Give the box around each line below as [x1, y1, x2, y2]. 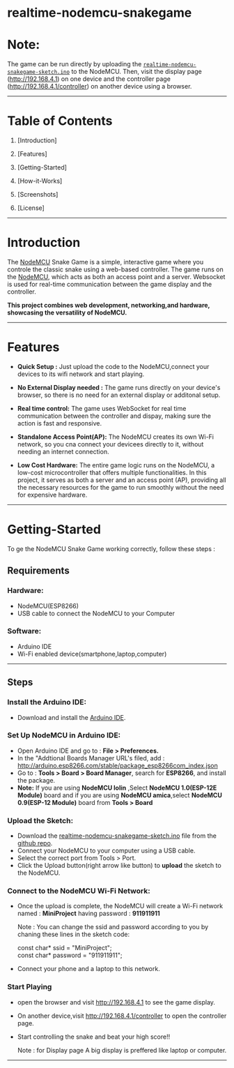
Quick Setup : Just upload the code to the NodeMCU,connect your [17, 362, 210, 370]
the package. [17, 776, 56, 784]
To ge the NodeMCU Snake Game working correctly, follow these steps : [7, 544, 216, 552]
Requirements [7, 565, 70, 577]
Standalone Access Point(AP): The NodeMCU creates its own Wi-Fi [17, 433, 214, 441]
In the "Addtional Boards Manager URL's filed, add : [17, 753, 165, 762]
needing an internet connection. [17, 447, 109, 456]
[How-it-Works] [17, 176, 63, 186]
